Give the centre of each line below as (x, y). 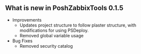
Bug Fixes (22, 41)
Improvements (27, 20)
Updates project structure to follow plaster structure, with (78, 25)
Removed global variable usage (52, 35)
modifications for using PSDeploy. (54, 30)
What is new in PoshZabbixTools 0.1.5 (64, 8)
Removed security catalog (46, 46)
